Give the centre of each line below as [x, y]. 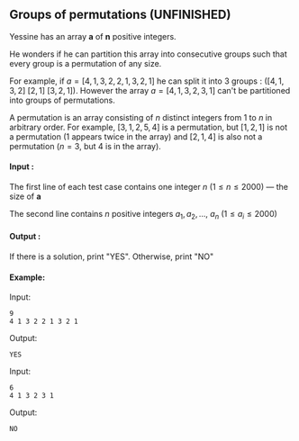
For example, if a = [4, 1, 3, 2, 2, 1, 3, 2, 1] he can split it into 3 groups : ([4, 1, [147, 81]
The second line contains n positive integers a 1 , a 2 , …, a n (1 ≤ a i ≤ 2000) [143, 215]
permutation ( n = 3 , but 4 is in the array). [86, 146]
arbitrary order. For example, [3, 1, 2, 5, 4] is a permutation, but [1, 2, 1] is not [149, 127]
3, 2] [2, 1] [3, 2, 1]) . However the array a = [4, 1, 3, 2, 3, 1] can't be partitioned [150, 90]
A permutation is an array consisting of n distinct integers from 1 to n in [141, 117]
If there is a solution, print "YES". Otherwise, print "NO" [112, 256]
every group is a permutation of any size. [86, 63]
